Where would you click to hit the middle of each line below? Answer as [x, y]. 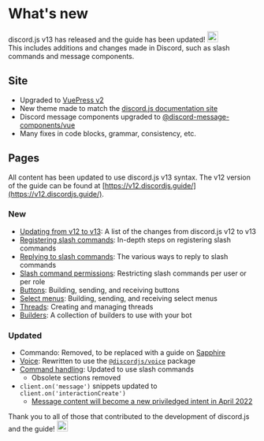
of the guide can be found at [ [56, 185]
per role [32, 281]
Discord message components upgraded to [90, 117]
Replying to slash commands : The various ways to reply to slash [124, 256]
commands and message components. [71, 56]
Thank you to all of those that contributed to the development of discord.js [129, 417]
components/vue [47, 125]
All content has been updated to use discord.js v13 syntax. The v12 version [129, 177]
